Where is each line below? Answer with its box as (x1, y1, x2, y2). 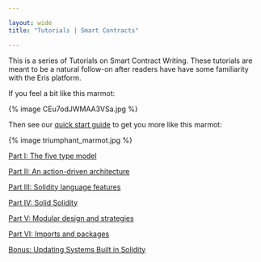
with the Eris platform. (8, 73, 82, 82)
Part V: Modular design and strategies (8, 213, 135, 222)
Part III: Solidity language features (8, 182, 121, 192)
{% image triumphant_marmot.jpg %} (8, 135, 133, 145)
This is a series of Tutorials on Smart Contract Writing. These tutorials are (8, 56, 253, 65)
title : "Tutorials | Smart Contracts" (8, 26, 139, 35)
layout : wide (8, 19, 53, 27)
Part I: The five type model (8, 151, 97, 160)
